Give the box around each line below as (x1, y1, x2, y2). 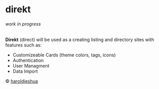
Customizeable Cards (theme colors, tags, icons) (12, 52, 116, 58)
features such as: (5, 42, 42, 48)
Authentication (12, 57, 44, 63)
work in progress (5, 20, 41, 27)
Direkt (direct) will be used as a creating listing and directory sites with (5, 37, 154, 43)
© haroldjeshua (5, 78, 38, 84)
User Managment (12, 63, 50, 69)
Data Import (12, 68, 38, 75)
